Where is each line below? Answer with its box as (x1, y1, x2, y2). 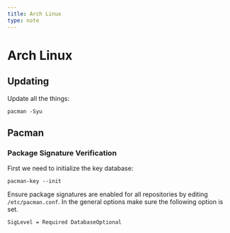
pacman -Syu (7, 107, 42, 115)
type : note (7, 17, 40, 24)
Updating (7, 76, 50, 88)
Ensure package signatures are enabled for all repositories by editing (7, 190, 209, 198)
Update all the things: (7, 94, 70, 102)
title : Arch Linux (7, 10, 62, 18)
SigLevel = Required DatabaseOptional (7, 219, 122, 226)
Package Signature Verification (7, 148, 117, 157)
